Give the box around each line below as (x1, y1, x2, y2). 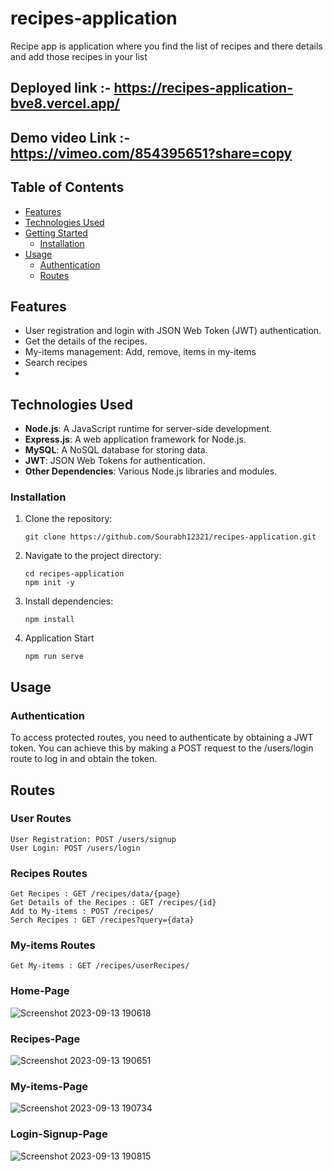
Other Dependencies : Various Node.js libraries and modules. (24, 465, 278, 477)
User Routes (10, 812, 72, 826)
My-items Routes (10, 938, 96, 952)
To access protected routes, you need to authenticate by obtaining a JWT (10, 732, 314, 744)
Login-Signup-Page (10, 1127, 108, 1141)
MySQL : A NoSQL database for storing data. (24, 444, 208, 456)
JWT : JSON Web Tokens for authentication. (24, 455, 206, 467)
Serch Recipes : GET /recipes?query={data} (10, 915, 195, 926)
